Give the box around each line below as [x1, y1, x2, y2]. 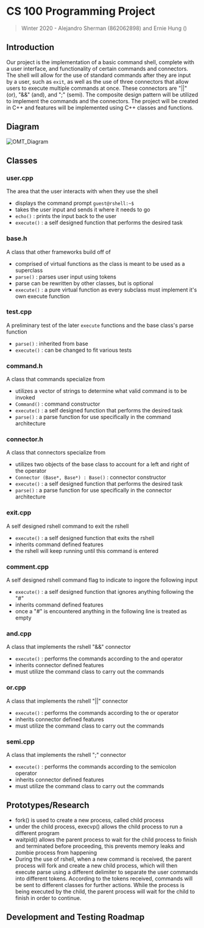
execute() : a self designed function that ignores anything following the [15, 588, 194, 596]
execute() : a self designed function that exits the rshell [15, 534, 155, 541]
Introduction [6, 42, 55, 53]
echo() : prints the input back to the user [15, 213, 117, 220]
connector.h [6, 435, 44, 444]
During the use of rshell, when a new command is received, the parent [15, 855, 192, 863]
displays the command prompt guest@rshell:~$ [15, 200, 135, 207]
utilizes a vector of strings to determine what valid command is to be [15, 387, 188, 395]
